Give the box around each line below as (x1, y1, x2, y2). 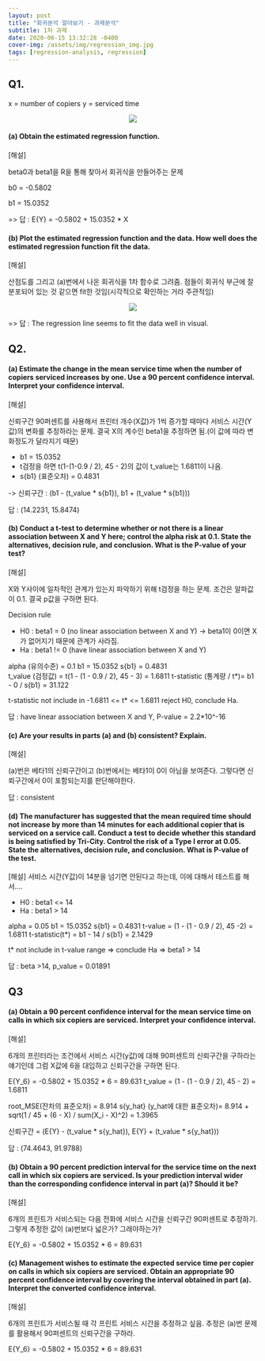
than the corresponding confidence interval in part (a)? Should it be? (8, 1179, 239, 1188)
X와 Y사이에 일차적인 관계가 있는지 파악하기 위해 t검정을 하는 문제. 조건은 (8, 584, 233, 594)
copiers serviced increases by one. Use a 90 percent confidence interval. (8, 373, 255, 382)
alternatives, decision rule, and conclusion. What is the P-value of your (8, 540, 247, 550)
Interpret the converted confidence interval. (8, 1283, 157, 1293)
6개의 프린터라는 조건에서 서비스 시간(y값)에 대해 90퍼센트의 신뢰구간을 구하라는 (8, 1051, 256, 1061)
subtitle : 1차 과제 (8, 26, 67, 34)
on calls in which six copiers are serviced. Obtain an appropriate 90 (8, 1266, 235, 1275)
